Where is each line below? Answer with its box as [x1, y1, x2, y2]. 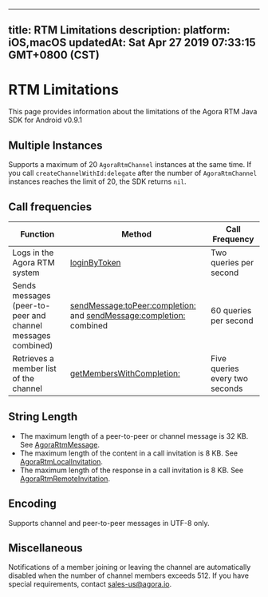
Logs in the [12, 247, 54, 258]
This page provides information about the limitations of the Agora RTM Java [8, 107, 258, 117]
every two [211, 372, 249, 384]
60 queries [211, 304, 252, 316]
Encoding [8, 497, 57, 511]
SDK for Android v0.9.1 [8, 115, 82, 125]
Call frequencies [8, 200, 93, 213]
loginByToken [70, 257, 121, 268]
